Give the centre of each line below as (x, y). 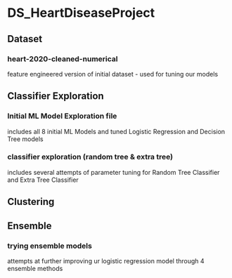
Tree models (25, 139)
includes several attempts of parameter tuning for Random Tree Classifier (114, 172)
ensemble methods (35, 268)
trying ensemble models (50, 246)
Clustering (31, 202)
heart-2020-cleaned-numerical (63, 59)
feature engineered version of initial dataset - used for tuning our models (113, 74)
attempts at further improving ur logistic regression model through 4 (106, 260)
